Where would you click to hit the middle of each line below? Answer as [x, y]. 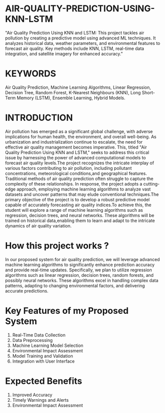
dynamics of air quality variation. [38, 225]
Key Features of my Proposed [67, 311]
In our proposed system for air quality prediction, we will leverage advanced [82, 259]
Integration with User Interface [43, 361]
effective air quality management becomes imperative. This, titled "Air [76, 147]
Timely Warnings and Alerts [41, 400]
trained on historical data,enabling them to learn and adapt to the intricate [80, 221]
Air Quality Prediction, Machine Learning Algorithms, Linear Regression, [78, 87]
